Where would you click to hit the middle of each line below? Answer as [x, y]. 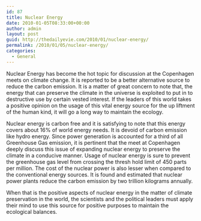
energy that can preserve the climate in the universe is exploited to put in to [100, 92]
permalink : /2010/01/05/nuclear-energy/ [58, 46]
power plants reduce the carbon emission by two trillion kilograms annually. [100, 181]
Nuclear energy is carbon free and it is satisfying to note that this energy [96, 123]
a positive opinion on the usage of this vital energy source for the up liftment [100, 105]
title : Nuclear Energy [34, 17]
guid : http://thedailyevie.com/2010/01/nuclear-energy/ [77, 40]
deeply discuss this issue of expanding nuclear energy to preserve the [93, 149]
